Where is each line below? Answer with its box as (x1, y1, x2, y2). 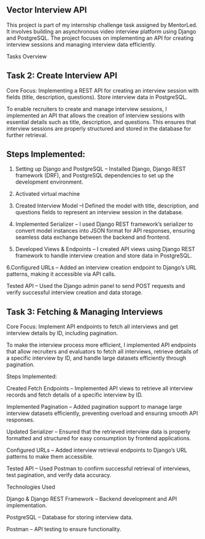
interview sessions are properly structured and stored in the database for (6, 125, 191, 132)
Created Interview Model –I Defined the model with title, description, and (15, 202, 199, 209)
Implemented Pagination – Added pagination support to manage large (6, 403, 182, 411)
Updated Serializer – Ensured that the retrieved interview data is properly (6, 428, 191, 435)
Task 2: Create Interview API (6, 71, 118, 81)
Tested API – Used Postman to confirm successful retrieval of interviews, (6, 465, 191, 472)
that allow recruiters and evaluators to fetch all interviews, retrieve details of (6, 348, 198, 355)
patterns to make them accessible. (6, 453, 94, 460)
